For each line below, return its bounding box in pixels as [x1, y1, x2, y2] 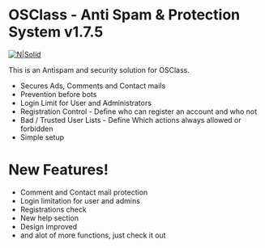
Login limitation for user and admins [19, 195, 140, 205]
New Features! [8, 161, 109, 179]
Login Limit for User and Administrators [19, 98, 152, 107]
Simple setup [19, 132, 65, 142]
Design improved [19, 221, 78, 231]
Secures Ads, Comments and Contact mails [19, 81, 166, 90]
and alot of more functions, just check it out [19, 230, 166, 240]
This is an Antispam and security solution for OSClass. [8, 65, 190, 74]
